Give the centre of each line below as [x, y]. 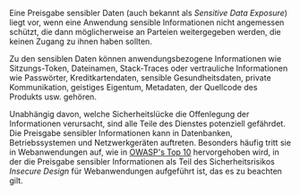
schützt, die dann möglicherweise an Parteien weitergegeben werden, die [145, 32]
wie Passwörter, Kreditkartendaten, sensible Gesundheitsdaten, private [140, 78]
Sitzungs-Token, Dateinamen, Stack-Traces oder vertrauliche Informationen [149, 68]
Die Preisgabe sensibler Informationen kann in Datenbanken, [121, 133]
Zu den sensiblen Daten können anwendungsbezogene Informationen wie [146, 59]
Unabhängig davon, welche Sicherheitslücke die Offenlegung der [129, 114]
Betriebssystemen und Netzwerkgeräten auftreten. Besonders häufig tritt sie [150, 143]
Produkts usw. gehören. [53, 97]
